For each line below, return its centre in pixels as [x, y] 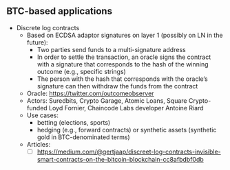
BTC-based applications [60, 11]
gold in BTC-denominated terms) [83, 137]
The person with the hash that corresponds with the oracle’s [122, 79]
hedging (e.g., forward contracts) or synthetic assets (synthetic [127, 130]
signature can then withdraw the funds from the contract [117, 86]
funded [37, 108]
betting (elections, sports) [74, 122]
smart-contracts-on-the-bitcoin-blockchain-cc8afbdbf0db [120, 159]
